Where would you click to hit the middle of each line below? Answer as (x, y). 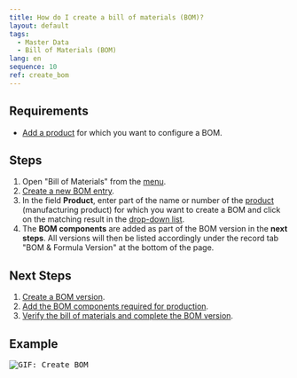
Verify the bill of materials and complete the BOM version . (127, 316)
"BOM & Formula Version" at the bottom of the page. (118, 248)
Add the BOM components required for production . (115, 306)
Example (34, 344)
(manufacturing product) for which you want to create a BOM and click (151, 210)
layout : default (39, 26)
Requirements (49, 111)
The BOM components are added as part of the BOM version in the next (155, 229)
